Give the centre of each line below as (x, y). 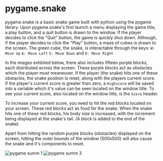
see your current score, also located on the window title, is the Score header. (82, 94)
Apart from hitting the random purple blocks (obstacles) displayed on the (78, 133)
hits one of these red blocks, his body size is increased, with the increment (80, 113)
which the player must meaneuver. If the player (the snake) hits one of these (81, 73)
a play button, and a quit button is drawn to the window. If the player (73, 32)
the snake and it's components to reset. (45, 143)
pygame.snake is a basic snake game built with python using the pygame (78, 22)
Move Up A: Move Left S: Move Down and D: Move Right (59, 53)
